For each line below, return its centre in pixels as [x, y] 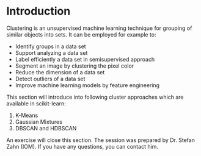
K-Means [27, 115]
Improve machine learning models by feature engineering [87, 85]
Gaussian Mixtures [39, 122]
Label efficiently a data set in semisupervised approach [85, 59]
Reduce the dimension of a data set [60, 72]
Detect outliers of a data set [50, 79]
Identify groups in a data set [51, 46]
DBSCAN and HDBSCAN [46, 128]
